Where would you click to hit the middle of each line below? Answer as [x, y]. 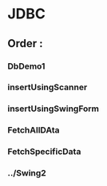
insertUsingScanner [48, 87]
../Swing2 [27, 173]
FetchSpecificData [44, 152]
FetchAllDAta [34, 130]
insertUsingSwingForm [53, 109]
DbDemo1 [26, 66]
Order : [25, 44]
